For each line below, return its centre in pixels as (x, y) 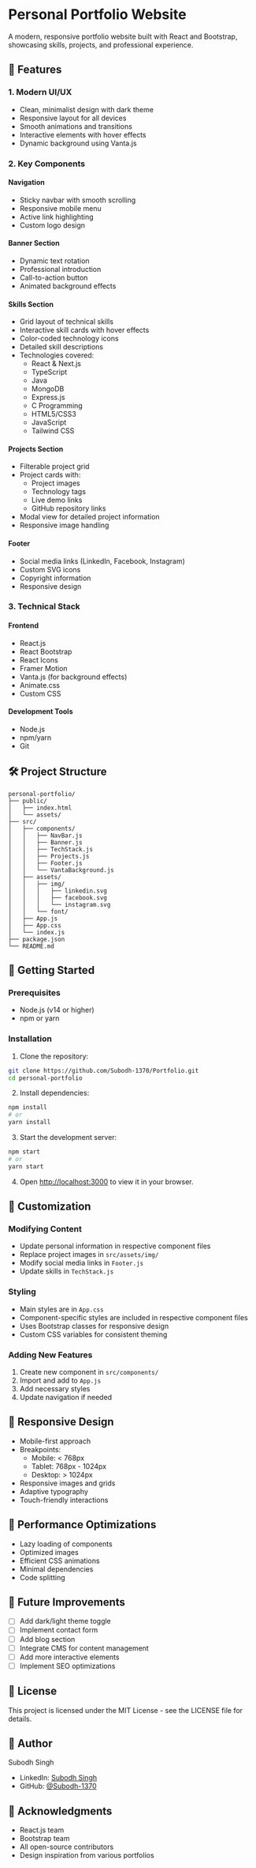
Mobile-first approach (55, 1441)
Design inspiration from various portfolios (87, 1855)
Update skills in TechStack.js (67, 1271)
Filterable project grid (54, 466)
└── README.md (32, 946)
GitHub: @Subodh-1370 (58, 1786)
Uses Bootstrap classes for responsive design (94, 1326)
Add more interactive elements (69, 1657)
